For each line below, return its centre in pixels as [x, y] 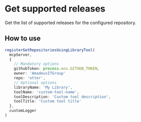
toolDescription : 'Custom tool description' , [62, 97]
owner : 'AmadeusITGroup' [40, 73]
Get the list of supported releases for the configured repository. [70, 23]
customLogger [23, 111]
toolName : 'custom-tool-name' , [47, 92]
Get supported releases [55, 9]
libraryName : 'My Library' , [43, 87]
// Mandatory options [36, 64]
